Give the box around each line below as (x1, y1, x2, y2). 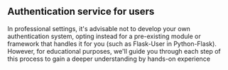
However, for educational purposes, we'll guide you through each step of (7, 47, 222, 55)
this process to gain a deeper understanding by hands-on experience (7, 54, 211, 63)
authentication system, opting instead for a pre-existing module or (7, 32, 201, 40)
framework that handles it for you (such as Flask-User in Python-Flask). (7, 39, 217, 48)
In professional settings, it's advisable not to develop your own (7, 24, 190, 33)
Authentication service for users (7, 6, 155, 18)
